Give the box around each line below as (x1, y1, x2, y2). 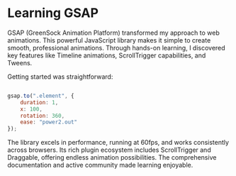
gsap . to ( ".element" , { (7, 92, 74, 99)
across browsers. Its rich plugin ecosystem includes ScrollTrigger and (7, 145, 211, 154)
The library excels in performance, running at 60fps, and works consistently (7, 138, 229, 147)
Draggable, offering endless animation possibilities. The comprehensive (7, 153, 217, 162)
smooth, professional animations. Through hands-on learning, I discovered (7, 43, 225, 52)
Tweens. (7, 58, 33, 67)
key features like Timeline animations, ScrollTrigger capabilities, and (7, 51, 206, 60)
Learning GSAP (7, 5, 99, 21)
